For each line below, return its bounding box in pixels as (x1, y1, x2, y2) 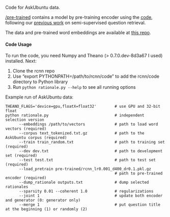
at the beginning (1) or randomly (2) (5, 207, 88, 212)
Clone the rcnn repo (12, 68, 55, 74)
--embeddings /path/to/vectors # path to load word (18, 122, 158, 127)
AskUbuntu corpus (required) (5, 135, 67, 140)
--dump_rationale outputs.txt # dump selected (18, 180, 149, 185)
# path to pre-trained (114, 171, 163, 176)
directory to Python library (12, 79, 68, 85)
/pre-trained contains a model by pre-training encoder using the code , (5, 14, 153, 20)
